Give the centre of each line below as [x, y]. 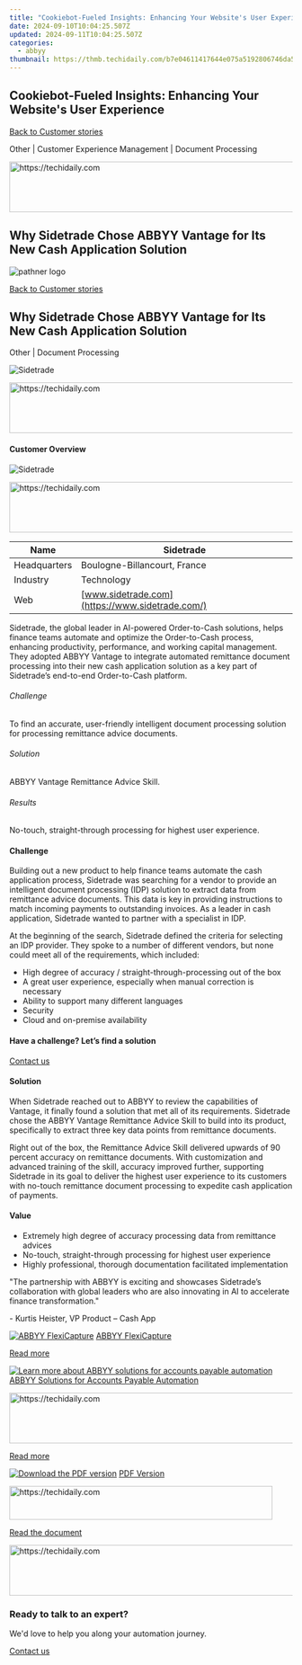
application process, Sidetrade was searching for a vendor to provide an [143, 880]
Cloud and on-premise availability [84, 1020]
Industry [31, 579]
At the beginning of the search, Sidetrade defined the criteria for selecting [146, 936]
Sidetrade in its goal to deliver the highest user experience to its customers [148, 1176]
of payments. [34, 1195]
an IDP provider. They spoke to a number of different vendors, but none [142, 946]
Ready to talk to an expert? [69, 1614]
